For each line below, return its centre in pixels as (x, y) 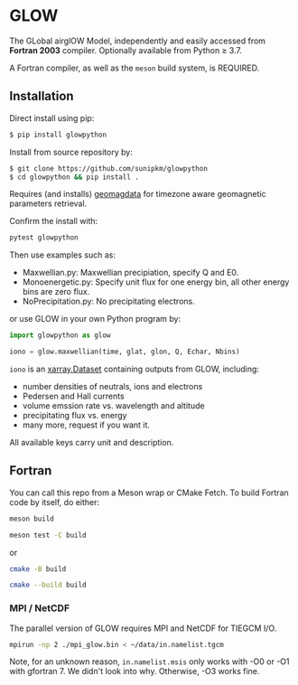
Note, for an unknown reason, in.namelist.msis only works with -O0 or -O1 (150, 662)
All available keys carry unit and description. (92, 442)
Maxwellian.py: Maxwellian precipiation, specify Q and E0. (130, 273)
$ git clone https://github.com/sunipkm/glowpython (108, 168)
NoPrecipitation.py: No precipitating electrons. (109, 301)
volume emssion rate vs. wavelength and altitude (113, 406)
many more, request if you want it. (86, 425)
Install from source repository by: (71, 152)
